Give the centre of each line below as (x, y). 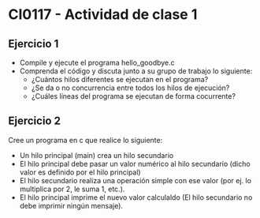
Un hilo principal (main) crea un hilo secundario (97, 155)
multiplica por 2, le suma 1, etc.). (72, 189)
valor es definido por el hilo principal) (80, 172)
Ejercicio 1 (33, 44)
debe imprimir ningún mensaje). (71, 205)
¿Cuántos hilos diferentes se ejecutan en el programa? (120, 79)
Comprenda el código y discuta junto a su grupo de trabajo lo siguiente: (136, 71)
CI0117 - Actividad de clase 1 (103, 15)
